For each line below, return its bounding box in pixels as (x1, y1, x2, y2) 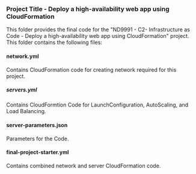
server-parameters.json (6, 122, 68, 129)
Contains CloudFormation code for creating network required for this (6, 66, 177, 73)
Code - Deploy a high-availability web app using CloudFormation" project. (6, 33, 189, 40)
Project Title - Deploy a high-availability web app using (6, 5, 170, 13)
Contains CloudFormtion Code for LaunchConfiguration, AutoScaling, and (6, 101, 189, 108)
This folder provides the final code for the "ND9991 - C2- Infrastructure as (6, 26, 191, 33)
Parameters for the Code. (6, 135, 69, 142)
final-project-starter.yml (6, 149, 69, 156)
